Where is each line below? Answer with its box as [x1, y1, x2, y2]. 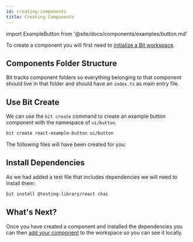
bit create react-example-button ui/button [6, 130, 114, 137]
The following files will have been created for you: [6, 141, 126, 148]
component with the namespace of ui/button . [6, 119, 117, 126]
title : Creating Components [6, 14, 75, 20]
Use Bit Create [6, 97, 60, 107]
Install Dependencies [6, 158, 85, 168]
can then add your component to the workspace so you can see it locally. [6, 229, 183, 236]
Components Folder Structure [6, 58, 117, 68]
